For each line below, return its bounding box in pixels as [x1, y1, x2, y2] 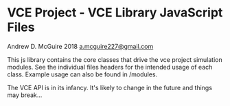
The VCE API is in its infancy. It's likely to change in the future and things [7, 83, 213, 92]
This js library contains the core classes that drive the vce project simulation [7, 55, 222, 63]
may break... [7, 91, 43, 99]
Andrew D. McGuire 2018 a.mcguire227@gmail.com [7, 42, 154, 50]
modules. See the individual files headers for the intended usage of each [7, 63, 213, 71]
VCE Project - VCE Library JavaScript [7, 5, 223, 21]
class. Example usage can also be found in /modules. [7, 70, 158, 78]
